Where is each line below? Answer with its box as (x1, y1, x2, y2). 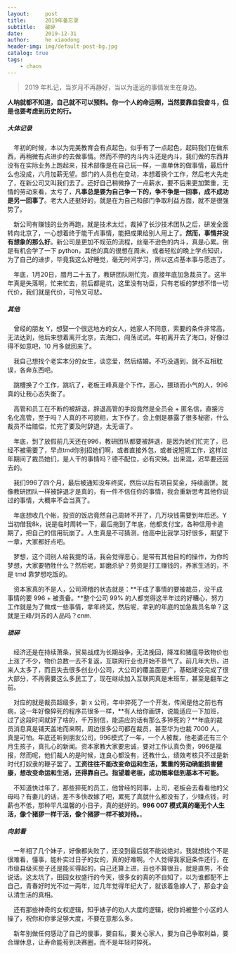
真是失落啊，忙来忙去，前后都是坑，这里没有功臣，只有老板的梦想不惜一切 (13, 279, 229, 287)
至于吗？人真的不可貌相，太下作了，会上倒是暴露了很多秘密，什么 (37, 413, 229, 421)
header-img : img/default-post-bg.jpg (7, 43, 118, 50)
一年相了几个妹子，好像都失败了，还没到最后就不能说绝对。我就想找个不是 (13, 846, 229, 854)
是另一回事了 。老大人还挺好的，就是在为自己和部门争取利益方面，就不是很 (7, 196, 223, 204)
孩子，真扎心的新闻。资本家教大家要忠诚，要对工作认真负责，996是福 (19, 742, 223, 750)
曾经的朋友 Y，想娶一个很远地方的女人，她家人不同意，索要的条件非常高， (13, 324, 229, 332)
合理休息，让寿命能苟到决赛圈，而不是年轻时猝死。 (7, 938, 155, 946)
